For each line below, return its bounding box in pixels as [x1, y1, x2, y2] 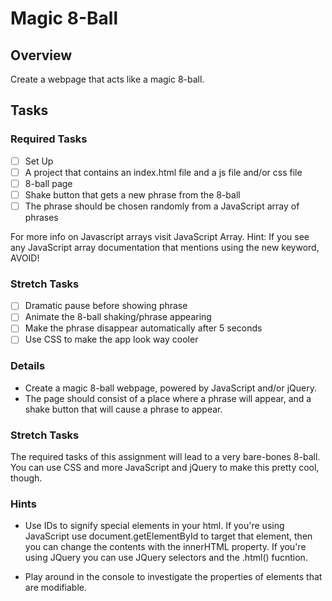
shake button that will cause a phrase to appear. [24, 403, 223, 415]
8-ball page [24, 177, 73, 189]
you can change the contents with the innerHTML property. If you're [24, 541, 307, 553]
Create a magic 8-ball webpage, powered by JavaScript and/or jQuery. [24, 382, 317, 394]
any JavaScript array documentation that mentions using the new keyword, [10, 242, 320, 253]
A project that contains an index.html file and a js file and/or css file [24, 166, 303, 178]
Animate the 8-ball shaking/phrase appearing [24, 311, 212, 323]
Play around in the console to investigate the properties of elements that [24, 571, 323, 583]
